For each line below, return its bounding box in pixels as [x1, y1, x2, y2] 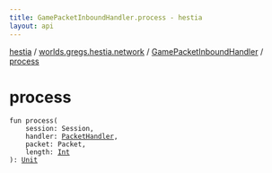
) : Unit [9, 156, 39, 165]
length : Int [25, 148, 70, 157]
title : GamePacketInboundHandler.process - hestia [9, 13, 203, 22]
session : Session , [25, 125, 94, 134]
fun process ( [9, 117, 58, 125]
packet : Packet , [25, 140, 87, 149]
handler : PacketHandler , [25, 132, 118, 142]
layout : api [9, 22, 54, 30]
